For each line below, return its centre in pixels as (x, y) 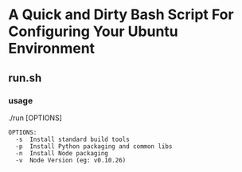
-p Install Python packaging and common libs (94, 146)
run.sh (25, 78)
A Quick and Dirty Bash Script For (121, 15)
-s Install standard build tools (72, 139)
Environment (52, 49)
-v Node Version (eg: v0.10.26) (71, 160)
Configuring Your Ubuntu (94, 31)
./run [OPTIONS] (35, 118)
